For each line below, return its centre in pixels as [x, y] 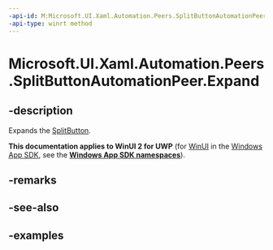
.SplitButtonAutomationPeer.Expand [134, 81]
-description [41, 111]
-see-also [34, 208]
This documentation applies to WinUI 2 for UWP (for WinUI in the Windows [135, 146]
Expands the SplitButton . [50, 130]
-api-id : [23, 16]
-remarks [32, 180]
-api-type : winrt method [50, 24]
